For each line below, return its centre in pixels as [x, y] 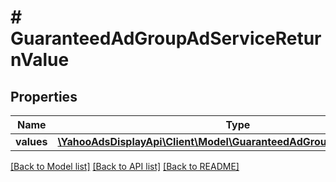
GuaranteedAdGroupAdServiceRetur [166, 38]
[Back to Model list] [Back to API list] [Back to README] [125, 166]
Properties [44, 96]
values [31, 141]
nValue [40, 60]
